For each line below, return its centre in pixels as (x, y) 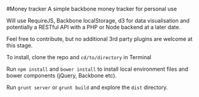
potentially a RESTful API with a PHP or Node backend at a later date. (93, 27)
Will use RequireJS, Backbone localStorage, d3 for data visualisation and (98, 20)
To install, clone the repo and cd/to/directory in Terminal (79, 57)
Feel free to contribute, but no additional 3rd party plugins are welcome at (99, 39)
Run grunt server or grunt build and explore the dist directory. (87, 87)
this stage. (20, 45)
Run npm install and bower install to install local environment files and (97, 69)
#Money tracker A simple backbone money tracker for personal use (92, 9)
